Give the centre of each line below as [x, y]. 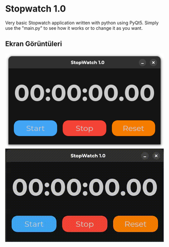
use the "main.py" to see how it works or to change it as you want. [74, 28]
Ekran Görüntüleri [34, 44]
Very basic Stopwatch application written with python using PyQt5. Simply [82, 23]
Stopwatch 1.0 [36, 9]
